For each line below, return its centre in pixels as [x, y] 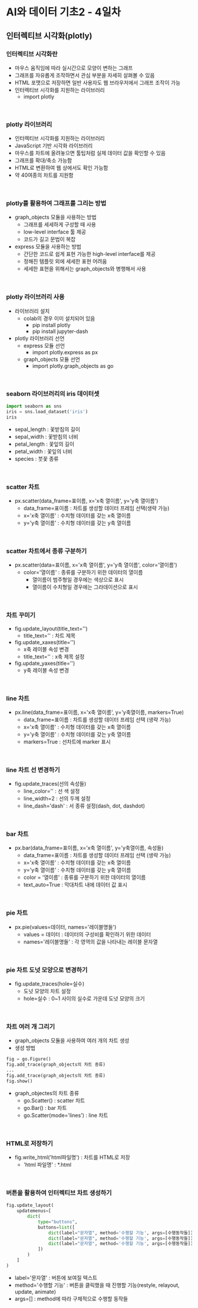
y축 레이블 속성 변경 [46, 670]
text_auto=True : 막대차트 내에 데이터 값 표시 [75, 885]
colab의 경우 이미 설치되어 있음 [59, 318]
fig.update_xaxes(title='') [45, 642]
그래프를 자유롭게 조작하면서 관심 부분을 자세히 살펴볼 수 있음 [85, 75]
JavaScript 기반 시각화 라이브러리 [54, 146]
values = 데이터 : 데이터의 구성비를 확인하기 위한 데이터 [87, 934]
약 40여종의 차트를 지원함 [44, 175]
